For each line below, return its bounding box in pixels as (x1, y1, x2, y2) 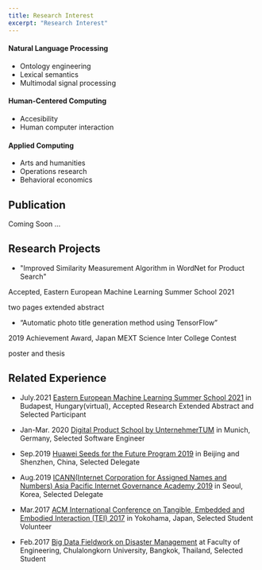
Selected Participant (19, 410, 87, 419)
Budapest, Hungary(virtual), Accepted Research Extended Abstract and (19, 401, 254, 410)
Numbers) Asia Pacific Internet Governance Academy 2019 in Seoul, (19, 481, 244, 491)
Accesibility (19, 114, 58, 123)
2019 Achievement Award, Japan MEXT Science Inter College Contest (8, 333, 237, 342)
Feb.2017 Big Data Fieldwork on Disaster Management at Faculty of (19, 537, 241, 546)
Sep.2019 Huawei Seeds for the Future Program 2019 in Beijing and (19, 449, 240, 458)
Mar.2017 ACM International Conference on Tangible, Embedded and (19, 505, 245, 514)
